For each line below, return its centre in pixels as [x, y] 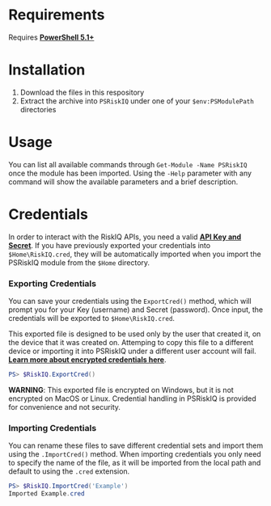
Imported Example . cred [47, 494]
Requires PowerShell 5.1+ [51, 37]
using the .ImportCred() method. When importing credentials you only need [135, 454]
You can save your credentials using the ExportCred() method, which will [130, 301]
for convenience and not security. [65, 407]
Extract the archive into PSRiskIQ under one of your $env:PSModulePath [137, 101]
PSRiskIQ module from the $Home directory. [79, 262]
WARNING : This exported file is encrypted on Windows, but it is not [121, 390]
